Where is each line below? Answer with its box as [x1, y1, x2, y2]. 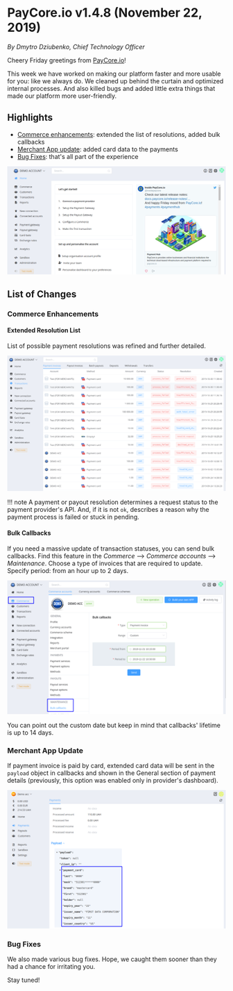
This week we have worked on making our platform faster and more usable [7, 69, 221, 78]
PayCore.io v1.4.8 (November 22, [7, 5, 202, 21]
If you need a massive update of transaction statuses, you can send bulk [7, 544, 215, 553]
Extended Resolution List [7, 326, 81, 335]
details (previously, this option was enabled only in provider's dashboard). [7, 776, 218, 784]
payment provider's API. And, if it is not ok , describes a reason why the [7, 506, 209, 514]
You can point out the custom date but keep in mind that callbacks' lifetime [7, 721, 221, 729]
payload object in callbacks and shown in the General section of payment [7, 769, 216, 777]
